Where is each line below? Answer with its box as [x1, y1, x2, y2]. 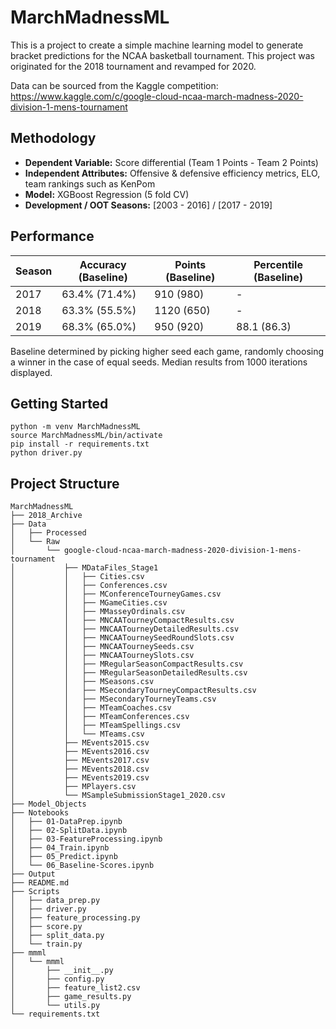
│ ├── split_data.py [10, 931, 105, 941]
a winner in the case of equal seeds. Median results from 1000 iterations [10, 356, 308, 368]
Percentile [253, 257, 303, 271]
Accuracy [79, 257, 127, 271]
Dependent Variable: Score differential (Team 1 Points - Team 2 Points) [24, 156, 319, 168]
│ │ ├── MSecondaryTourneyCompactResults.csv [10, 686, 257, 696]
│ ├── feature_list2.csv [10, 983, 141, 993]
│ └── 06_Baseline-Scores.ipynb [10, 861, 155, 871]
